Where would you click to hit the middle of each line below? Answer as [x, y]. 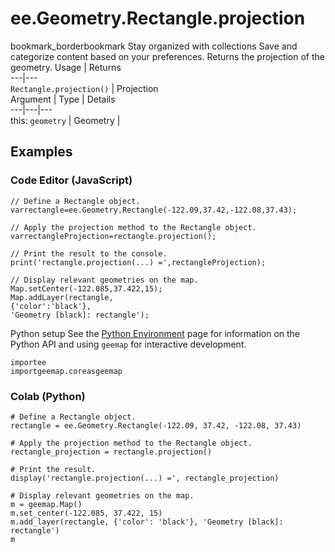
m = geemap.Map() [46, 504]
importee [28, 362]
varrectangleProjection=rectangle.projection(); [113, 236]
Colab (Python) [48, 396]
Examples [41, 152]
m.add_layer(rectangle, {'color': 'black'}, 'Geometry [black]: [147, 522]
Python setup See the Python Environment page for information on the [155, 333]
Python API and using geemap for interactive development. [128, 344]
